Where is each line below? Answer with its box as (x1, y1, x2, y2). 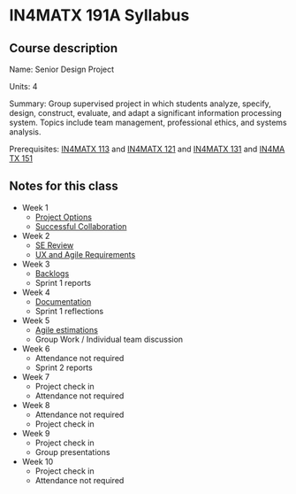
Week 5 (21, 315, 50, 326)
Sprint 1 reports (34, 277, 91, 288)
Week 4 (21, 287, 50, 297)
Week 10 (21, 456, 54, 467)
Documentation (34, 296, 92, 306)
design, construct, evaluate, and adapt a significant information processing (9, 108, 283, 118)
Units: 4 (9, 81, 38, 91)
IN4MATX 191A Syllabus (9, 5, 190, 26)
